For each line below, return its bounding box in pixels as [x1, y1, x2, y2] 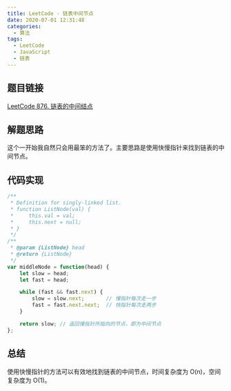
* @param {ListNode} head [10, 244, 85, 252]
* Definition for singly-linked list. [10, 199, 122, 207]
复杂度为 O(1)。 [7, 376, 51, 384]
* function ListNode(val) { [10, 205, 91, 212]
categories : [7, 23, 41, 30]
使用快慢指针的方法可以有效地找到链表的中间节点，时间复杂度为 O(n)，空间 [7, 367, 221, 376]
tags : [7, 36, 23, 43]
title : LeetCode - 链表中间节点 [7, 10, 94, 17]
